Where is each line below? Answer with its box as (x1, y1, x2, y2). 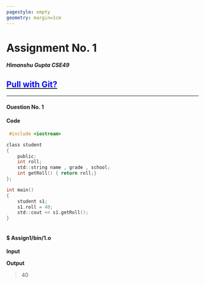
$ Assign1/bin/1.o (6, 234, 51, 241)
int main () (6, 187, 34, 193)
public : (17, 153, 37, 159)
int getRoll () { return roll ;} (17, 170, 97, 177)
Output (6, 260, 25, 267)
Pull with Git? (6, 79, 58, 89)
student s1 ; (17, 198, 48, 205)
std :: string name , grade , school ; (17, 164, 111, 171)
